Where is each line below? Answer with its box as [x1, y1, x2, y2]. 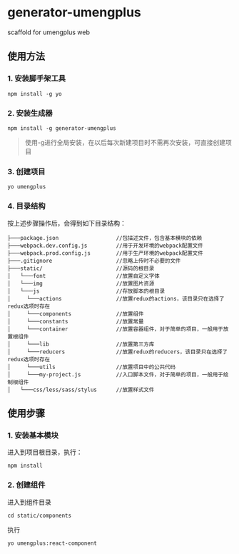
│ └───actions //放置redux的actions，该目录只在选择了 [7, 295, 225, 302]
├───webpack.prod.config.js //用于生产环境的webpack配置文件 [7, 249, 203, 257]
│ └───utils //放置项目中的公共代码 [7, 363, 176, 371]
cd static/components [7, 512, 72, 519]
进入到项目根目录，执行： [7, 448, 83, 457]
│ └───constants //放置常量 [7, 318, 144, 325]
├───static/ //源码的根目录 [7, 265, 155, 272]
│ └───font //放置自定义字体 [7, 272, 160, 279]
